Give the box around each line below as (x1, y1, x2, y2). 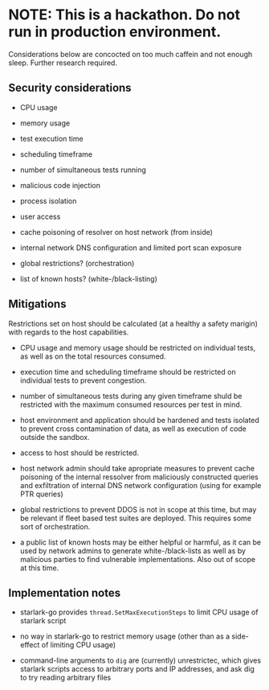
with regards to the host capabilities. (8, 327, 129, 337)
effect (19, 640, 40, 650)
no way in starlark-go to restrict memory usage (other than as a (19, 631, 230, 641)
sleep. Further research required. (8, 58, 118, 68)
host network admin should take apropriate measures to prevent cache (19, 463, 255, 473)
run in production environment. (8, 23, 222, 41)
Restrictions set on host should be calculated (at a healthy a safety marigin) (8, 318, 259, 328)
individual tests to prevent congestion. (19, 376, 147, 385)
